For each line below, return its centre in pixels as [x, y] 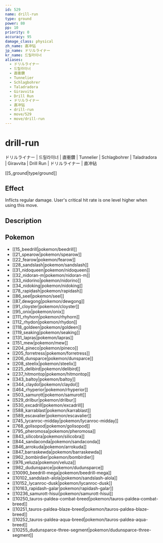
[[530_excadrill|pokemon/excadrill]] [48, 405]
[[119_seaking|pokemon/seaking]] [46, 332]
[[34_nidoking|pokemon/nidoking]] [47, 285]
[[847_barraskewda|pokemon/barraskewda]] [57, 452]
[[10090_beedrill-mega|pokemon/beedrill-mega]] [62, 473]
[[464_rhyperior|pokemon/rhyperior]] [50, 389]
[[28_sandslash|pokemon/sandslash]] [50, 265]
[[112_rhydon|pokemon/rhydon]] [45, 322]
